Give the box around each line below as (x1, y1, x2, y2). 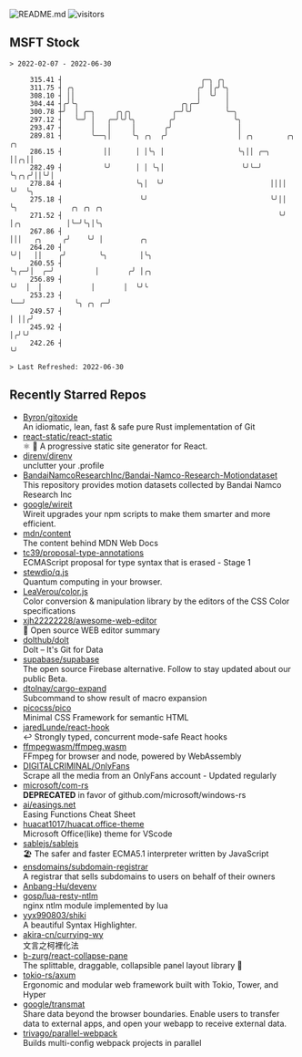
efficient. (22, 518, 56, 529)
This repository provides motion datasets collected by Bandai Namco (22, 479, 282, 490)
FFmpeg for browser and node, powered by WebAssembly (22, 751, 242, 762)
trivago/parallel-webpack (22, 1027, 118, 1039)
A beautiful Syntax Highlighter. (22, 919, 137, 930)
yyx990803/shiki (22, 909, 86, 920)
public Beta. (22, 673, 68, 684)
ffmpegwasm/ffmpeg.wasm (22, 741, 127, 751)
